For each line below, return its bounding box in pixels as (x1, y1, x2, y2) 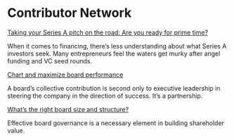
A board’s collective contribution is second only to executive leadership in (7, 84, 221, 92)
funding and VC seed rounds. (7, 56, 93, 65)
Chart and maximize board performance (7, 70, 124, 79)
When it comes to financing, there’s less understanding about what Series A (7, 42, 227, 50)
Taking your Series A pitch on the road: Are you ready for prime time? (7, 28, 209, 37)
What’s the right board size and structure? (7, 105, 129, 113)
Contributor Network (7, 5, 132, 21)
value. (7, 126, 25, 134)
